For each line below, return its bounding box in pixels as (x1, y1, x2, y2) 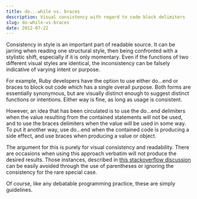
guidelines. (6, 186, 33, 194)
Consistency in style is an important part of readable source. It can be (6, 41, 175, 48)
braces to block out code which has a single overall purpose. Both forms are (6, 83, 191, 91)
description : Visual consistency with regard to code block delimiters (6, 14, 185, 20)
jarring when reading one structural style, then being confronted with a (6, 48, 178, 55)
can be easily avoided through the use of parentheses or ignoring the (6, 163, 174, 170)
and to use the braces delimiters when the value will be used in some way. (6, 120, 186, 127)
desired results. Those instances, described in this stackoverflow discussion (6, 156, 191, 163)
